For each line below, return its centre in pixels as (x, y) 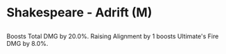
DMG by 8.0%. (27, 43)
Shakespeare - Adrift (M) (79, 13)
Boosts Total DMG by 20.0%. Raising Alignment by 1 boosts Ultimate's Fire (113, 36)
